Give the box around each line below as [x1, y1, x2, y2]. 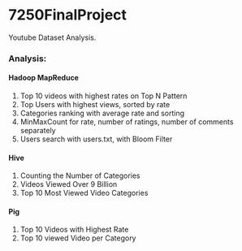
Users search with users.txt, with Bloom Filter [19, 134, 173, 144]
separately [19, 126, 56, 136]
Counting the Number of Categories [19, 171, 140, 180]
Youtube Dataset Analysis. [8, 32, 97, 42]
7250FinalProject [8, 6, 127, 24]
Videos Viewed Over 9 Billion [19, 180, 118, 189]
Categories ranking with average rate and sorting [19, 108, 185, 119]
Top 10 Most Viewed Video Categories [19, 188, 149, 198]
